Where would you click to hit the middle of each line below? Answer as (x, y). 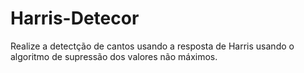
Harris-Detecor (75, 18)
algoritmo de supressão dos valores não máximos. (114, 56)
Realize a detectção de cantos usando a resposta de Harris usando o (152, 46)
